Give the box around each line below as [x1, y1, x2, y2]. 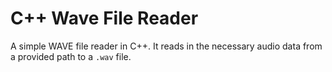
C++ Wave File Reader [10, 7, 199, 30]
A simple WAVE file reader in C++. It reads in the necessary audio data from [10, 40, 323, 52]
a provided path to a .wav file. [10, 50, 132, 62]
